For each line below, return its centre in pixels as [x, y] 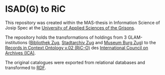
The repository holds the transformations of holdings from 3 [66, 37]
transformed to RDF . [26, 68]
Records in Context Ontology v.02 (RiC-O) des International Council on [77, 48]
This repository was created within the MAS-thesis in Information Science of [82, 23]
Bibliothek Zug [45, 42]
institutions [16, 42]
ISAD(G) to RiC [35, 9]
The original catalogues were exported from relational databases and [75, 62]
